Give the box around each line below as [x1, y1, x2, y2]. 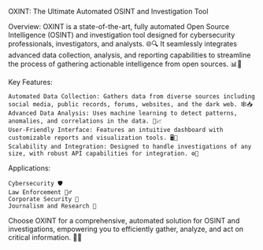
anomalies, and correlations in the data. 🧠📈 [8, 117, 163, 125]
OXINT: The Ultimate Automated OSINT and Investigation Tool [8, 7, 209, 16]
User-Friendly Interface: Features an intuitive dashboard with [8, 126, 224, 134]
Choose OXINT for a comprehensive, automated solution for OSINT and [8, 216, 240, 225]
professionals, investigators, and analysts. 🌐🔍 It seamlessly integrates [8, 39, 238, 48]
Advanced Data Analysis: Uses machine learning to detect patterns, [8, 109, 238, 117]
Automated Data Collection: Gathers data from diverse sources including [8, 93, 256, 101]
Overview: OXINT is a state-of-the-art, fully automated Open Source [8, 22, 230, 31]
